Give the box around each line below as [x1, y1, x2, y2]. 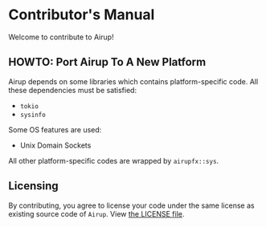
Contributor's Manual [8, 6, 155, 24]
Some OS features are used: [8, 124, 102, 134]
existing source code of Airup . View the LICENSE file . [8, 209, 185, 218]
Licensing [8, 179, 59, 193]
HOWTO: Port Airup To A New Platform [8, 55, 207, 69]
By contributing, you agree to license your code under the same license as [8, 201, 255, 210]
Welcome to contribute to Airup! [8, 32, 114, 42]
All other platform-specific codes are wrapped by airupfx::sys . [8, 156, 219, 165]
